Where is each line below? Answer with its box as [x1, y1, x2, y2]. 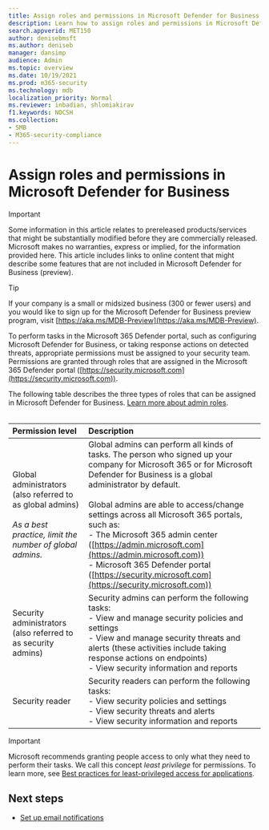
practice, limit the [12, 528, 78, 540]
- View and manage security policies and [87, 612, 244, 623]
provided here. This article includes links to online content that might [8, 250, 235, 260]
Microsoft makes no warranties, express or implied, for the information [8, 241, 241, 251]
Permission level [12, 425, 78, 436]
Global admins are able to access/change [87, 499, 244, 510]
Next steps [8, 792, 64, 805]
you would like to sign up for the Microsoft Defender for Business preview [8, 306, 251, 317]
